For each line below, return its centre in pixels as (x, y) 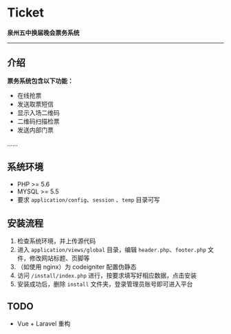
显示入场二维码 (38, 112)
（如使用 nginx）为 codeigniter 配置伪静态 (77, 267)
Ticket (26, 13)
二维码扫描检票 (38, 121)
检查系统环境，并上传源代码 (56, 241)
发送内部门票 (35, 129)
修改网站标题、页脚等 (59, 258)
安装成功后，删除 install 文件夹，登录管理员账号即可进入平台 (105, 284)
